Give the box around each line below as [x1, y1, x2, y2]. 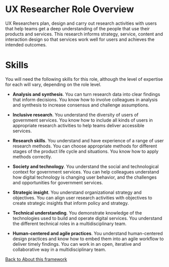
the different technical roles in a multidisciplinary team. [12, 221, 127, 227]
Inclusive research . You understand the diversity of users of [12, 112, 139, 118]
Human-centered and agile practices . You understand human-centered [12, 230, 163, 236]
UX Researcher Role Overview [5, 4, 134, 15]
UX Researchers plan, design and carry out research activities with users [5, 20, 157, 26]
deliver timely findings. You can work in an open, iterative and [12, 241, 141, 247]
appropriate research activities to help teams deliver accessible [12, 122, 145, 128]
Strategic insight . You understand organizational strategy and [12, 189, 142, 195]
